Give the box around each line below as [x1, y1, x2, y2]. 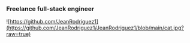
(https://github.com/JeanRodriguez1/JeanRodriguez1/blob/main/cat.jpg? [6, 24, 184, 31]
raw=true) [6, 31, 31, 38]
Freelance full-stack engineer [6, 5, 95, 13]
